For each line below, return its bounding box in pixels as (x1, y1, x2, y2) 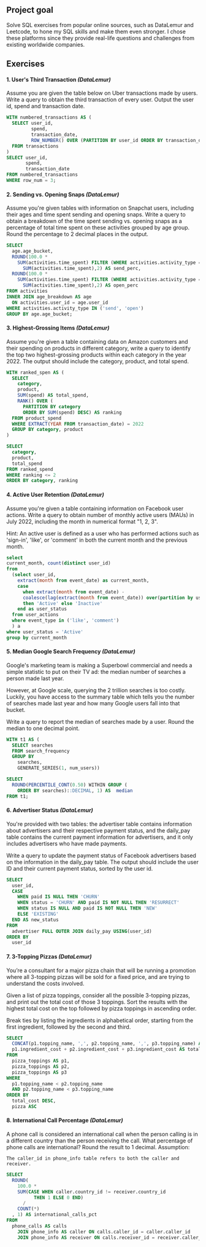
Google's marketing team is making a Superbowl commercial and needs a (6, 661, 193, 669)
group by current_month (6, 635, 67, 641)
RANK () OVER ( (17, 398, 53, 405)
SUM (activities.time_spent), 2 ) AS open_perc (22, 282, 139, 288)
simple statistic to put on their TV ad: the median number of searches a (6, 668, 186, 675)
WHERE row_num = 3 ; (6, 178, 56, 184)
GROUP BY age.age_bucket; (6, 311, 72, 317)
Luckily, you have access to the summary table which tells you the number (6, 693, 195, 700)
